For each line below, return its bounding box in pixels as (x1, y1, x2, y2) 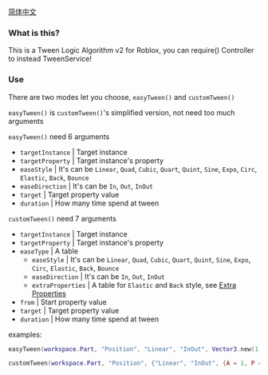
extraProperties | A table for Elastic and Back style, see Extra (31, 280, 237, 289)
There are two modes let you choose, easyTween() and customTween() (8, 92, 235, 102)
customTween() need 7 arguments (8, 213, 117, 223)
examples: (8, 329, 42, 339)
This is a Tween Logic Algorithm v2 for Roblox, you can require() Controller (8, 46, 254, 55)
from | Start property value (19, 297, 107, 306)
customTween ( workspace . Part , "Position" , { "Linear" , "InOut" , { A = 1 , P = (8, 359, 262, 368)
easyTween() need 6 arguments (8, 131, 110, 142)
